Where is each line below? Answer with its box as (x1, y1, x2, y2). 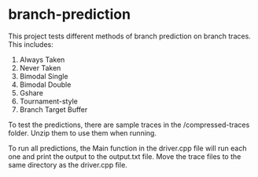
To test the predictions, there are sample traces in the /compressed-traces (8, 120, 250, 129)
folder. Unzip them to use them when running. (8, 128, 157, 138)
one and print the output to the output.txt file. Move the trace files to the (8, 151, 241, 161)
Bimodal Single (19, 71, 68, 81)
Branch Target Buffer (19, 104, 88, 114)
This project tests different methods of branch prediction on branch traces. (8, 31, 252, 41)
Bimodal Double (19, 80, 72, 89)
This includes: (8, 39, 53, 49)
